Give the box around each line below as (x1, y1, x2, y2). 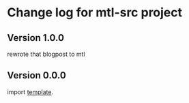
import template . (7, 87, 53, 96)
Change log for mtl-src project (7, 5, 183, 20)
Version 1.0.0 (7, 32, 65, 44)
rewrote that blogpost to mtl (7, 50, 85, 58)
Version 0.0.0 (7, 70, 66, 81)
